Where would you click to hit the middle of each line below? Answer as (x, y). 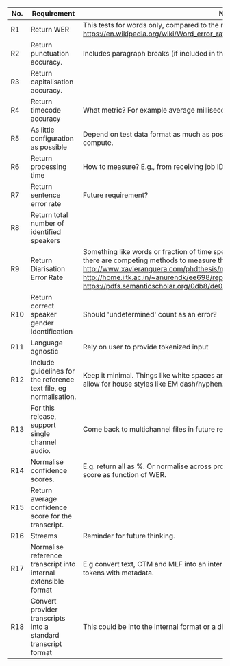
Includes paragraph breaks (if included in (149, 53)
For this (42, 408)
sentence (46, 195)
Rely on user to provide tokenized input (146, 347)
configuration (52, 138)
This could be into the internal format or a (149, 627)
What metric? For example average (139, 110)
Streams (44, 536)
